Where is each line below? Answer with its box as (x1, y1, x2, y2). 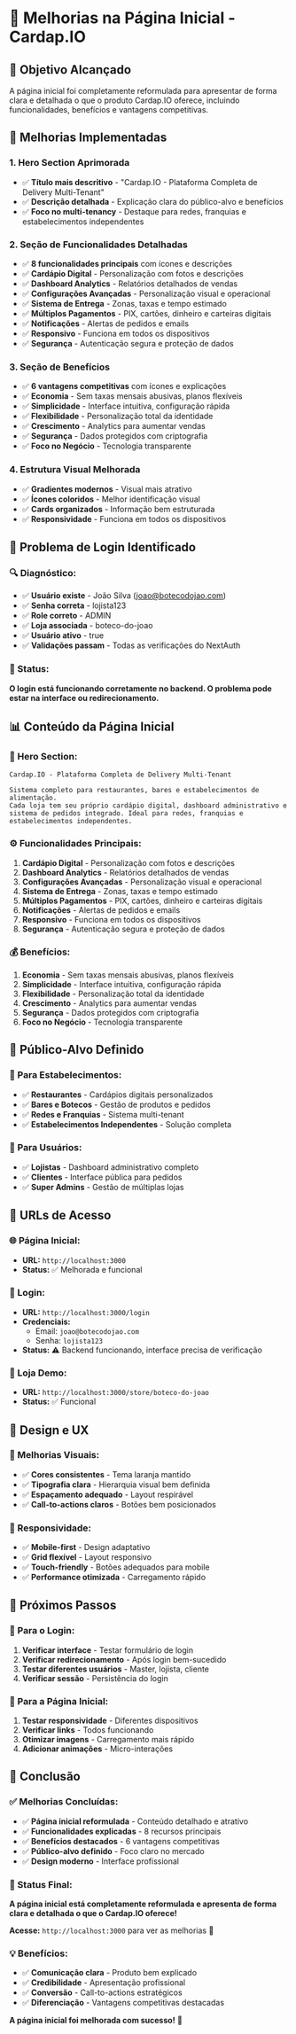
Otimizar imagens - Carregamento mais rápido (21, 1734, 195, 1745)
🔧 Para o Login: (9, 1625, 75, 1637)
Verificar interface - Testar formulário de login (21, 1644, 193, 1656)
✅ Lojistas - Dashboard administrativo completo (21, 1161, 199, 1173)
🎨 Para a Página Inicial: (9, 1695, 109, 1707)
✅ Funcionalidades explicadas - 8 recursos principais (21, 1826, 222, 1836)
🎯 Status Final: (9, 1878, 73, 1890)
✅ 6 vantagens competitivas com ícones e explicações (21, 381, 227, 392)
